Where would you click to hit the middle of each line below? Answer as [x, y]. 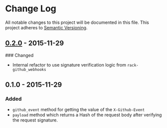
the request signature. [35, 120]
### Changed [19, 55]
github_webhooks [29, 69]
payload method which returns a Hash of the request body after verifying [87, 115]
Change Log [31, 9]
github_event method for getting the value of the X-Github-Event [79, 110]
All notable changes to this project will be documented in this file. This [77, 22]
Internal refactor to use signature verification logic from [69, 64]
